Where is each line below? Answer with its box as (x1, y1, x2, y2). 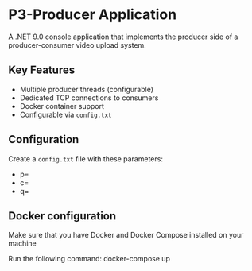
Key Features (8, 64, 76, 77)
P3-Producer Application (8, 6, 177, 24)
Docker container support (19, 101, 105, 110)
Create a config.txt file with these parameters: (8, 153, 163, 164)
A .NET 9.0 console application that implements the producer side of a (8, 32, 238, 41)
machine (8, 238, 37, 248)
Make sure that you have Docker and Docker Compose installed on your (8, 230, 244, 240)
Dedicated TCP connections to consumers (19, 93, 159, 103)
